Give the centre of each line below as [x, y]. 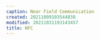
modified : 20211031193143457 [42, 22]
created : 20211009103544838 [41, 17]
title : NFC [20, 28]
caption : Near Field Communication [50, 11]
